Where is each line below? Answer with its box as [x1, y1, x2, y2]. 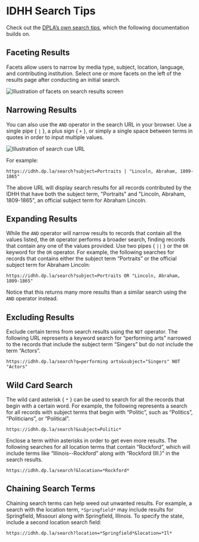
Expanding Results [6, 214, 78, 224]
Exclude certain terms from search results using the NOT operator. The [6, 328, 178, 335]
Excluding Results [6, 312, 75, 322]
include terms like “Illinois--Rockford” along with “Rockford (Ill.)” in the [6, 449, 180, 457]
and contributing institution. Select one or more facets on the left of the [6, 70, 181, 77]
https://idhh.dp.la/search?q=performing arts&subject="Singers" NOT [6, 359, 180, 365]
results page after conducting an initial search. [6, 76, 121, 83]
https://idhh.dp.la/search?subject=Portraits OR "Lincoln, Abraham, [6, 273, 180, 279]
